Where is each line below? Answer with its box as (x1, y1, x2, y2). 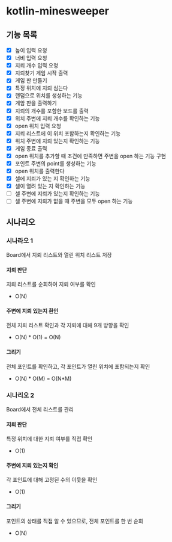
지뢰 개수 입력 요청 (14, 62, 59, 69)
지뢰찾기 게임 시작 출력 (14, 69, 68, 76)
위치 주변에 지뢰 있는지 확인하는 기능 (14, 137, 100, 144)
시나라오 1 (6, 236, 34, 245)
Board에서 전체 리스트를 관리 (6, 405, 74, 413)
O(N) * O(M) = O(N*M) (14, 375, 72, 382)
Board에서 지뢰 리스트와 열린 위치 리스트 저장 (6, 251, 112, 258)
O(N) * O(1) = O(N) (14, 334, 61, 341)
